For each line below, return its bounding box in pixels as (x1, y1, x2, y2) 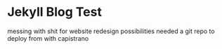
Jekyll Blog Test (7, 4, 102, 20)
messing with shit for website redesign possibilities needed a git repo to (7, 27, 216, 35)
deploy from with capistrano (7, 34, 89, 42)
